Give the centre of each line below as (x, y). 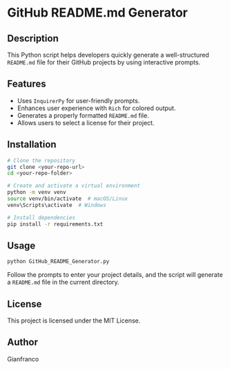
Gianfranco (23, 359)
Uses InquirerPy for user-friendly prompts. (78, 100)
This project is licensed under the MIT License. (74, 321)
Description (33, 38)
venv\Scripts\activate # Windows (57, 205)
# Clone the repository (41, 161)
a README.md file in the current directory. (63, 282)
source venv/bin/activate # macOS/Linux (68, 199)
